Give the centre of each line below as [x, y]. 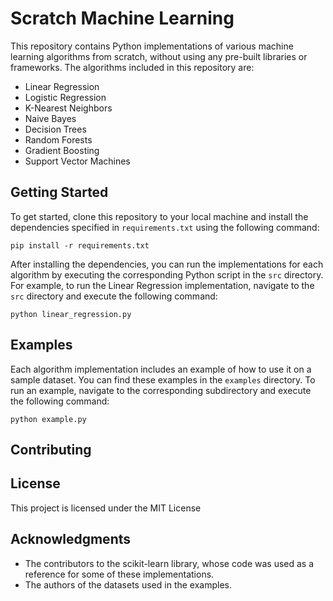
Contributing [51, 449]
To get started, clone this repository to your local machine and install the [159, 216]
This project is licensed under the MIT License [106, 508]
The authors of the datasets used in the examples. [128, 584]
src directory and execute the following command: [114, 296]
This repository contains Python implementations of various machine [152, 46]
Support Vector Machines [77, 161]
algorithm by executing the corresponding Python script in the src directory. [167, 274]
